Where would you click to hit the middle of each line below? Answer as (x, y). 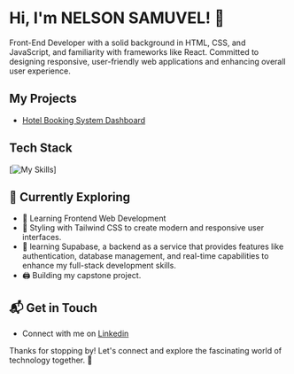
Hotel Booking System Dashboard (84, 120)
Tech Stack (41, 148)
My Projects (43, 99)
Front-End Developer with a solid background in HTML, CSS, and (128, 43)
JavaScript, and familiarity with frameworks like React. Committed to (134, 51)
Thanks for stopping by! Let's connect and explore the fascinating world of (145, 351)
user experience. (40, 71)
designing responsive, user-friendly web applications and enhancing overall (147, 61)
